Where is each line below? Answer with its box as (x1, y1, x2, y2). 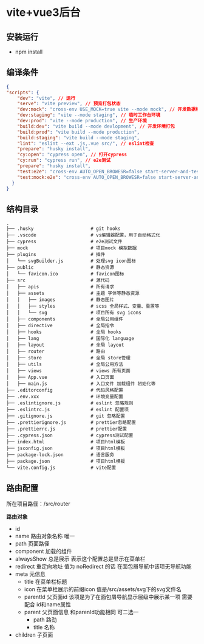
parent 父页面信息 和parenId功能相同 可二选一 (24, 609, 139, 616)
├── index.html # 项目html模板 (6, 439, 126, 445)
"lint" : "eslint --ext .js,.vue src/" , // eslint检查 (17, 140, 154, 147)
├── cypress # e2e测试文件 (6, 238, 123, 245)
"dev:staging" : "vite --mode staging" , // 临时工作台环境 (17, 112, 161, 119)
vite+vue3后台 (6, 5, 81, 19)
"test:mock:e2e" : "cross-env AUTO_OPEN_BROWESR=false (17, 174, 156, 180)
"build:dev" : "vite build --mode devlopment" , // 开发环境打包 (17, 123, 175, 130)
